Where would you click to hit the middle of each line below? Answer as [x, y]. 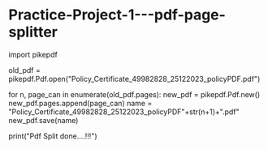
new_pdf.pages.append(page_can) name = [80, 103]
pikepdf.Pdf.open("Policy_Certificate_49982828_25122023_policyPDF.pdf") [134, 79]
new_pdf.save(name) [43, 120]
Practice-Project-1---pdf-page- [117, 15]
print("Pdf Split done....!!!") [53, 136]
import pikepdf [33, 54]
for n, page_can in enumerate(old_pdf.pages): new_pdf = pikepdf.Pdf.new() [134, 94]
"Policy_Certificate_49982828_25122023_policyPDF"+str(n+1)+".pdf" [124, 112]
